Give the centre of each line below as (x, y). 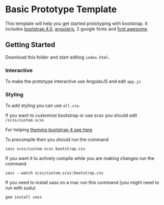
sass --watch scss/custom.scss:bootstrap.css (54, 173)
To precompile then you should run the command (57, 140)
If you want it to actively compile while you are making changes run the (80, 158)
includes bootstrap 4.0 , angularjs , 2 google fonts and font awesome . (77, 28)
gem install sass (24, 197)
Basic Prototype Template (61, 9)
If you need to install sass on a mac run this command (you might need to (82, 183)
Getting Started (30, 45)
